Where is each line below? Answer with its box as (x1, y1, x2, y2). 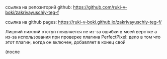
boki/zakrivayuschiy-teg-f (5, 9, 59, 15)
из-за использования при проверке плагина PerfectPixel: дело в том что (5, 34, 161, 40)
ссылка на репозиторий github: (5, 4, 72, 10)
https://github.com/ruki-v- (72, 4, 127, 10)
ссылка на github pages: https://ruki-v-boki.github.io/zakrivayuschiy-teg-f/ (5, 19, 162, 25)
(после (5, 49, 20, 55)
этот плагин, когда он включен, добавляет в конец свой (5, 39, 126, 45)
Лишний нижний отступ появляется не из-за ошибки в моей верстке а (5, 29, 157, 34)
